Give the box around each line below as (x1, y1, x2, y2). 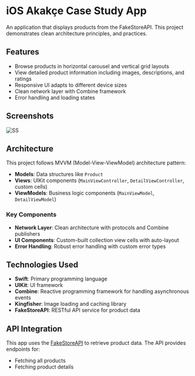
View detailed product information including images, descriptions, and (14, 69, 185, 76)
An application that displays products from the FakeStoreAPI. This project (6, 24, 184, 31)
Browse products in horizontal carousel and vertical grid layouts (14, 62, 169, 70)
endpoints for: (6, 346, 40, 353)
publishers (14, 230, 41, 237)
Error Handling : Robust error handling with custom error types (14, 243, 166, 250)
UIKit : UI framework (14, 282, 63, 289)
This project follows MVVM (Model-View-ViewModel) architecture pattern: (6, 159, 186, 166)
